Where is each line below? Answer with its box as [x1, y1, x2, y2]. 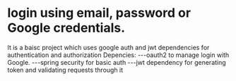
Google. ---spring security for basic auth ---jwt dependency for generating [7, 58, 226, 66]
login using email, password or [7, 5, 191, 21]
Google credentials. [7, 20, 126, 36]
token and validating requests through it [7, 66, 124, 74]
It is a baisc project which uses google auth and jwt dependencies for [7, 43, 210, 51]
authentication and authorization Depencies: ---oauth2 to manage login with [7, 51, 230, 59]
